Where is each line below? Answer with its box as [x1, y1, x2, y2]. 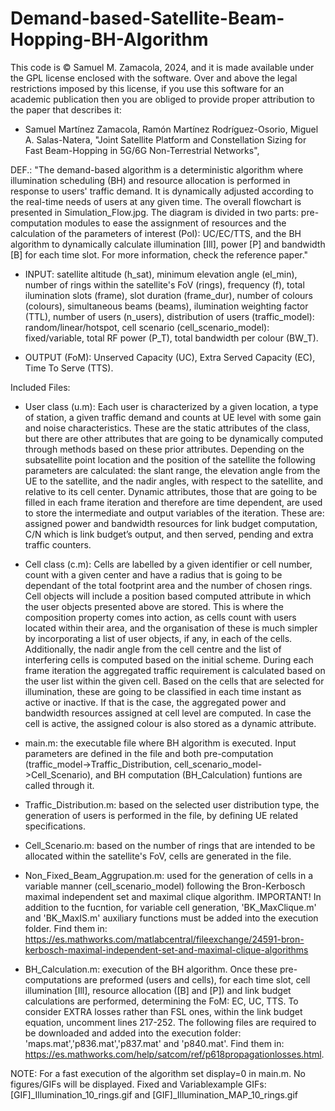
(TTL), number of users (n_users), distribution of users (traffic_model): [24, 310, 315, 322]
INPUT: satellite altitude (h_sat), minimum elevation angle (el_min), [24, 268, 298, 280]
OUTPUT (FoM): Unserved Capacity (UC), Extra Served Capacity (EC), [24, 351, 316, 363]
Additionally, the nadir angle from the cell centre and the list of [24, 643, 282, 655]
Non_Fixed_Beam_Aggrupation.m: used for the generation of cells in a [24, 869, 314, 881]
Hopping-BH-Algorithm [10, 28, 209, 51]
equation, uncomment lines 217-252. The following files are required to [24, 1016, 317, 1028]
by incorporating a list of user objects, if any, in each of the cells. [24, 632, 293, 644]
